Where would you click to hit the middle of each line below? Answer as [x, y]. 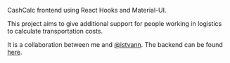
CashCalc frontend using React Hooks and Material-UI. [87, 10]
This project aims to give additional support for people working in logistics [115, 23]
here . [15, 52]
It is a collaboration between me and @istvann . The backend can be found [115, 44]
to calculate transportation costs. [55, 31]
